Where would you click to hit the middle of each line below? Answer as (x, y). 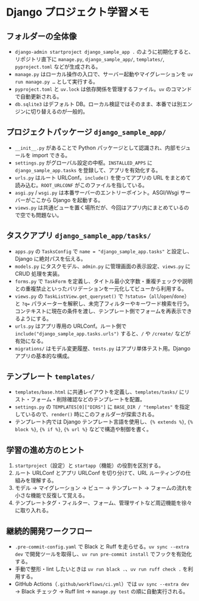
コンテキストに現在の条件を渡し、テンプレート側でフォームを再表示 (98, 311)
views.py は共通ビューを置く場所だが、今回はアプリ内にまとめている (99, 208)
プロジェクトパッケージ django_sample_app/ (86, 132)
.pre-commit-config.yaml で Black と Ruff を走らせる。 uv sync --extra (102, 547)
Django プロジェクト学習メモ (77, 12)
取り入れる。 (36, 510)
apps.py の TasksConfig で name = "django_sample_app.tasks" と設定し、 (103, 251)
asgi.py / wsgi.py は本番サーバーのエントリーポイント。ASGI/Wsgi (97, 193)
